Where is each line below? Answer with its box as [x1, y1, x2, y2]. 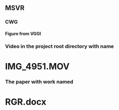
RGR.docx [5, 96, 47, 108]
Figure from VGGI [5, 30, 42, 36]
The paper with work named [5, 78, 73, 85]
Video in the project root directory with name [5, 43, 114, 49]
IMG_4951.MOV [5, 61, 70, 72]
